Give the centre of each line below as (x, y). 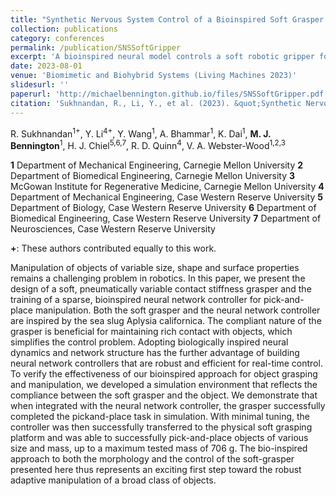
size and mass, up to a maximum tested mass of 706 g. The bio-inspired (159, 448)
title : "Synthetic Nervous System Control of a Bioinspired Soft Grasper (167, 19)
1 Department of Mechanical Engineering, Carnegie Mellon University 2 (157, 165)
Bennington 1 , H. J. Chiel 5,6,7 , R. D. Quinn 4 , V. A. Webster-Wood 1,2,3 (148, 144)
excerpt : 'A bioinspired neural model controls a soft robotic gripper (162, 57)
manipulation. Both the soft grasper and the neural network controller (177, 310)
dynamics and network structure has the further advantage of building (155, 352)
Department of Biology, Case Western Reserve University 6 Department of (163, 207)
